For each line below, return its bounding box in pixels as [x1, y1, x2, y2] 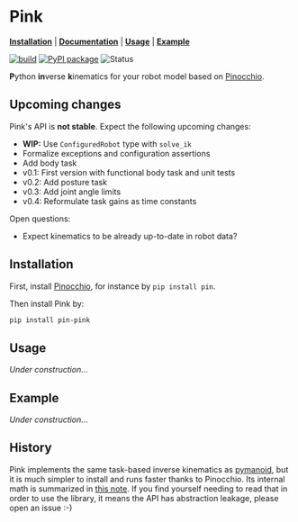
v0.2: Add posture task [22, 176, 108, 187]
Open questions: [9, 213, 71, 224]
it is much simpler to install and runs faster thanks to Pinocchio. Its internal [9, 473, 285, 484]
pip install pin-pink [9, 315, 91, 325]
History [9, 440, 52, 455]
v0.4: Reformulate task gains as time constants [22, 195, 197, 206]
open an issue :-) [9, 502, 73, 513]
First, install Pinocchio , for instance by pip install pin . [9, 281, 216, 292]
